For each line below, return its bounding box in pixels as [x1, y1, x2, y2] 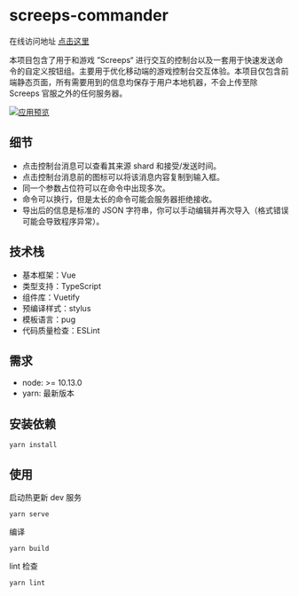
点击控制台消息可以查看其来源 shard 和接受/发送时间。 [21, 161, 222, 171]
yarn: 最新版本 [21, 388, 75, 399]
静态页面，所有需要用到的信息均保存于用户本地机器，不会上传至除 [16, 76, 258, 87]
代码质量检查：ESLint [21, 325, 100, 335]
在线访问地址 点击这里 [9, 35, 90, 46]
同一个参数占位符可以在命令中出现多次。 [21, 183, 170, 193]
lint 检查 [9, 561, 38, 571]
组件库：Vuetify [21, 292, 80, 302]
